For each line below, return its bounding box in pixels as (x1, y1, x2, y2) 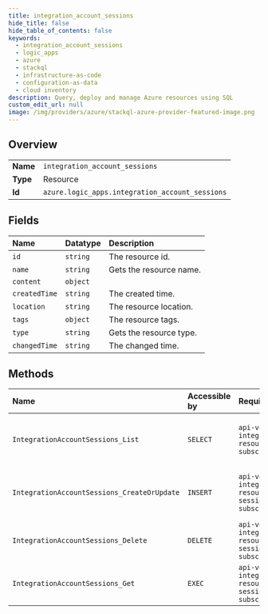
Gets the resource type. (108, 327, 198, 338)
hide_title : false (8, 19, 69, 27)
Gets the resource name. (108, 264, 202, 275)
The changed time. (108, 340, 179, 351)
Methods (8, 367, 54, 381)
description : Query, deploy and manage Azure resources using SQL (8, 94, 234, 102)
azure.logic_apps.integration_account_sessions (42, 187, 227, 197)
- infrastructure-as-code (15, 71, 102, 79)
